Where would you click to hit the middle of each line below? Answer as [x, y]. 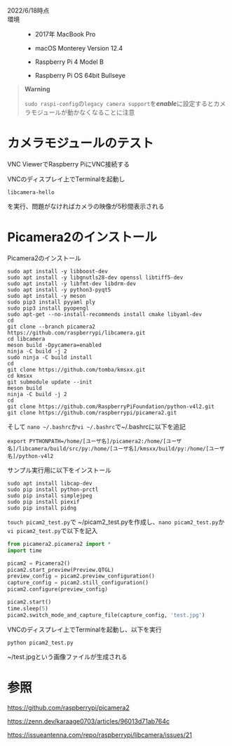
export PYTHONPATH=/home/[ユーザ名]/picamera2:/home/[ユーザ [95, 441]
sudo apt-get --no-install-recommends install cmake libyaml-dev [104, 314]
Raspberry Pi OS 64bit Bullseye [80, 76]
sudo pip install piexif [43, 502]
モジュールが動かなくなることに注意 [83, 112]
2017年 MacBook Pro [65, 34]
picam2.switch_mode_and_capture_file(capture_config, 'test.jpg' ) [106, 615]
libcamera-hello [31, 192]
